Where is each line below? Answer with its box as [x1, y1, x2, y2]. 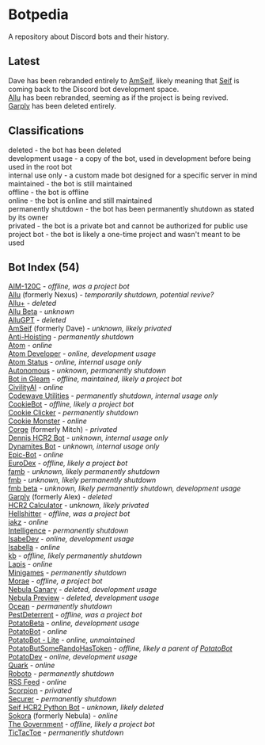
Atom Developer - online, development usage [8, 349, 157, 358]
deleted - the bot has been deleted [8, 145, 122, 155]
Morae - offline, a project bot [8, 576, 103, 586]
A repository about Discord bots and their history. [8, 32, 169, 41]
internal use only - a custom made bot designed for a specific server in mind [8, 170, 258, 180]
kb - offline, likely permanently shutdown [8, 551, 142, 560]
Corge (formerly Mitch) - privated [8, 425, 118, 434]
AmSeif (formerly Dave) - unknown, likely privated [8, 323, 172, 334]
